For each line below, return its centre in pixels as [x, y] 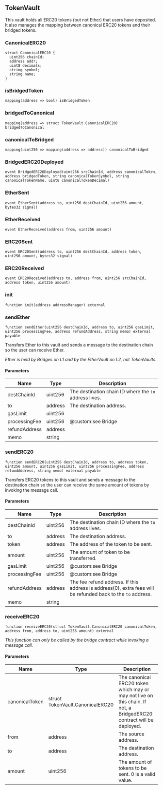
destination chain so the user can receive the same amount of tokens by [77, 485]
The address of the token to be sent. [111, 544]
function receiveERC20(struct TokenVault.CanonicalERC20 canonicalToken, [81, 627]
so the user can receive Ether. [35, 350]
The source [131, 734]
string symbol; [25, 70]
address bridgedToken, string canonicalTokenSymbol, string [67, 176]
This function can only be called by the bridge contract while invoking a [77, 640]
